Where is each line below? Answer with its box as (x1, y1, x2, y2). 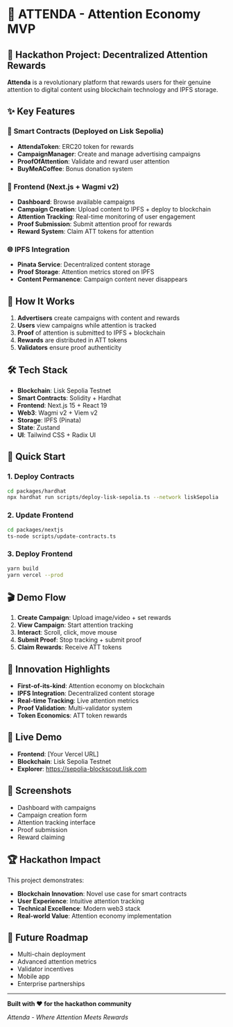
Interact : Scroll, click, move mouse (17, 628, 117, 637)
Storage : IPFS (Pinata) (17, 415, 82, 424)
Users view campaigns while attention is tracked (17, 321, 157, 330)
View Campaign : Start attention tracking (17, 621, 134, 629)
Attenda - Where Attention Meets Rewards (7, 1013, 128, 1021)
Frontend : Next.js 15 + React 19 (17, 401, 107, 409)
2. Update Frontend (7, 511, 74, 520)
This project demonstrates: (7, 876, 85, 884)
